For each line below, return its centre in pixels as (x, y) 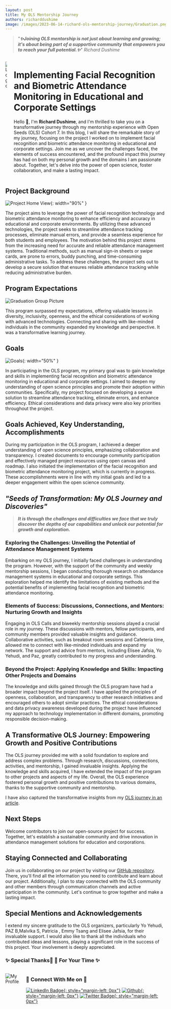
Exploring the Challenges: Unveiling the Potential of (70, 543)
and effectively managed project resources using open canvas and (75, 461)
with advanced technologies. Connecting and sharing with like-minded (79, 321)
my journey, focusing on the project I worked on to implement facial (84, 138)
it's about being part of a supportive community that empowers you (91, 44)
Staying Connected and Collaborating (66, 858)
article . (12, 803)
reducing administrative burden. (39, 272)
